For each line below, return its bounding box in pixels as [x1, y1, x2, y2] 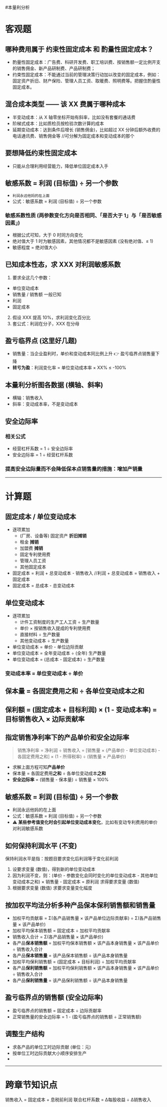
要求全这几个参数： [12, 275, 52, 280]
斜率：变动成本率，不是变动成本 [12, 401, 78, 407]
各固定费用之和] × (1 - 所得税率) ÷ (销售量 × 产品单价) [17, 754, 126, 760]
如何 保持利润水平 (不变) [5, 841, 77, 850]
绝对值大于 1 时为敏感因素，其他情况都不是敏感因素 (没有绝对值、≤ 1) [12, 238, 154, 244]
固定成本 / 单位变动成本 [5, 512, 77, 521]
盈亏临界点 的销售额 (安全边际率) [5, 993, 103, 1002]
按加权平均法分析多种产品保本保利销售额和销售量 [5, 901, 156, 909]
